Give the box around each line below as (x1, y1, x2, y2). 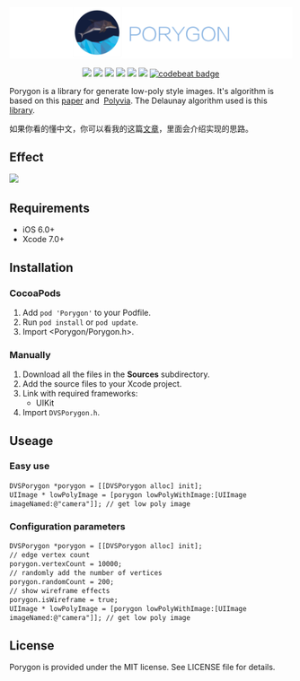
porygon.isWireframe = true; (9, 596, 119, 605)
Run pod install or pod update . (22, 317, 139, 327)
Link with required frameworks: (22, 389, 138, 399)
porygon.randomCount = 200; (9, 578, 115, 587)
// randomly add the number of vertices (9, 569, 163, 578)
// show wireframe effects (9, 587, 110, 596)
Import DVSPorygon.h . (22, 407, 101, 418)
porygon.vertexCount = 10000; (9, 560, 123, 569)
